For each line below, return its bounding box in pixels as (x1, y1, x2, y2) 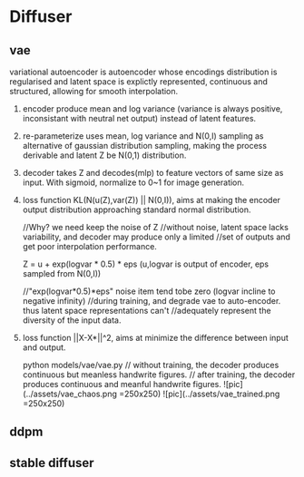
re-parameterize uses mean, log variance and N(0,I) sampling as (22, 131, 264, 141)
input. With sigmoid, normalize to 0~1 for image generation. (22, 177, 245, 188)
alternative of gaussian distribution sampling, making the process (22, 141, 268, 151)
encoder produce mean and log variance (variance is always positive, (22, 103, 283, 114)
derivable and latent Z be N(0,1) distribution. (22, 150, 187, 161)
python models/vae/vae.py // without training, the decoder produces (22, 360, 279, 370)
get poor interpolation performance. (22, 241, 157, 251)
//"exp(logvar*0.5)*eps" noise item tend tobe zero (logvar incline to (22, 286, 276, 297)
